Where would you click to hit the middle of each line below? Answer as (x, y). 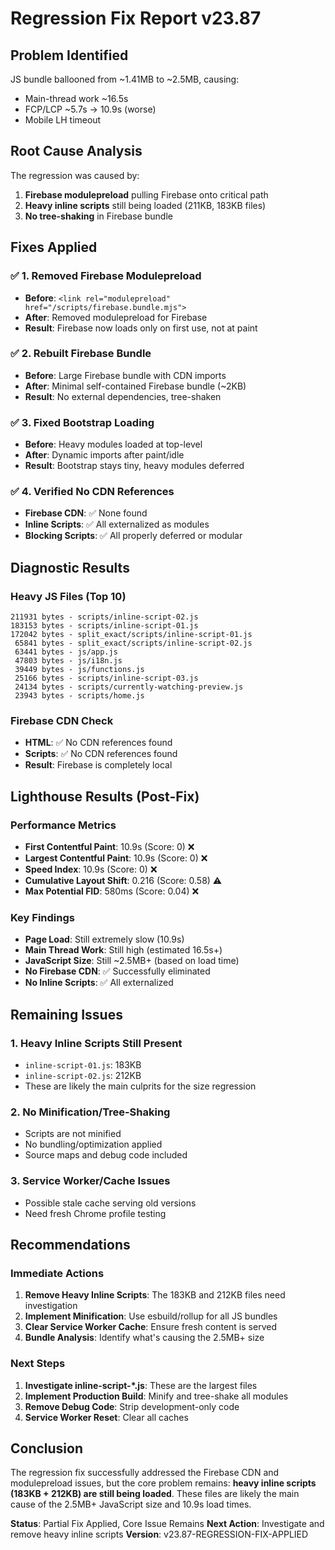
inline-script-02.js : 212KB (83, 1076)
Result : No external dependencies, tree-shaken (123, 396)
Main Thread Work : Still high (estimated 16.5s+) (123, 950)
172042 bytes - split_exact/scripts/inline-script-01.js (131, 635)
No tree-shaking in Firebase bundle (98, 216)
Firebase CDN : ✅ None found (86, 513)
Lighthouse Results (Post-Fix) (105, 796)
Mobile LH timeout (63, 120)
